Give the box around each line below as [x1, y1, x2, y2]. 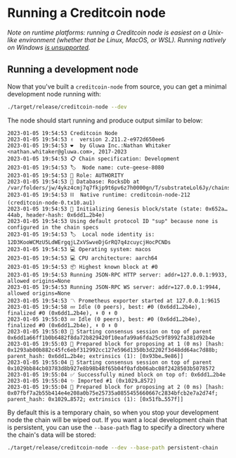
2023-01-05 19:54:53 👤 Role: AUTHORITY [7, 172, 124, 179]
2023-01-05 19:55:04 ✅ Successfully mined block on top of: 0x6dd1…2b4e [7, 371, 226, 378]
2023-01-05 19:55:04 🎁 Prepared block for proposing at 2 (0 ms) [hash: [7, 383, 225, 390]
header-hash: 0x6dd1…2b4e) [25, 211, 105, 219]
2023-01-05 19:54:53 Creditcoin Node [7, 129, 118, 136]
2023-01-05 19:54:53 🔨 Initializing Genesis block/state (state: [7, 205, 202, 212]
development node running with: [7, 89, 102, 98]
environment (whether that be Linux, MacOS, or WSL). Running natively [18, 35, 226, 44]
